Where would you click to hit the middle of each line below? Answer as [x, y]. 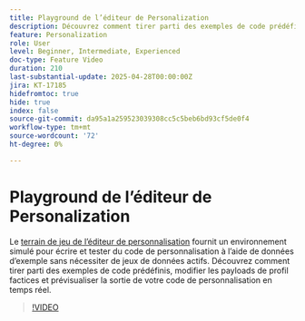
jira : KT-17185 [38, 85]
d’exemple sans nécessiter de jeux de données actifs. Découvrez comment [150, 260]
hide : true [30, 102]
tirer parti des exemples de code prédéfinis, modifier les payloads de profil [149, 270]
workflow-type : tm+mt [50, 128]
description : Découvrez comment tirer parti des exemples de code [138, 26]
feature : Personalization [58, 34]
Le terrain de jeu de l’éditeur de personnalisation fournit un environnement [148, 241]
